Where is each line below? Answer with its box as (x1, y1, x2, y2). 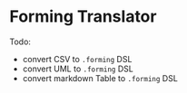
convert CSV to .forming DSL (22, 53, 133, 64)
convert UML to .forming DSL (22, 63, 133, 74)
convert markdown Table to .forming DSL (22, 72, 179, 83)
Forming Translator (9, 6, 157, 27)
